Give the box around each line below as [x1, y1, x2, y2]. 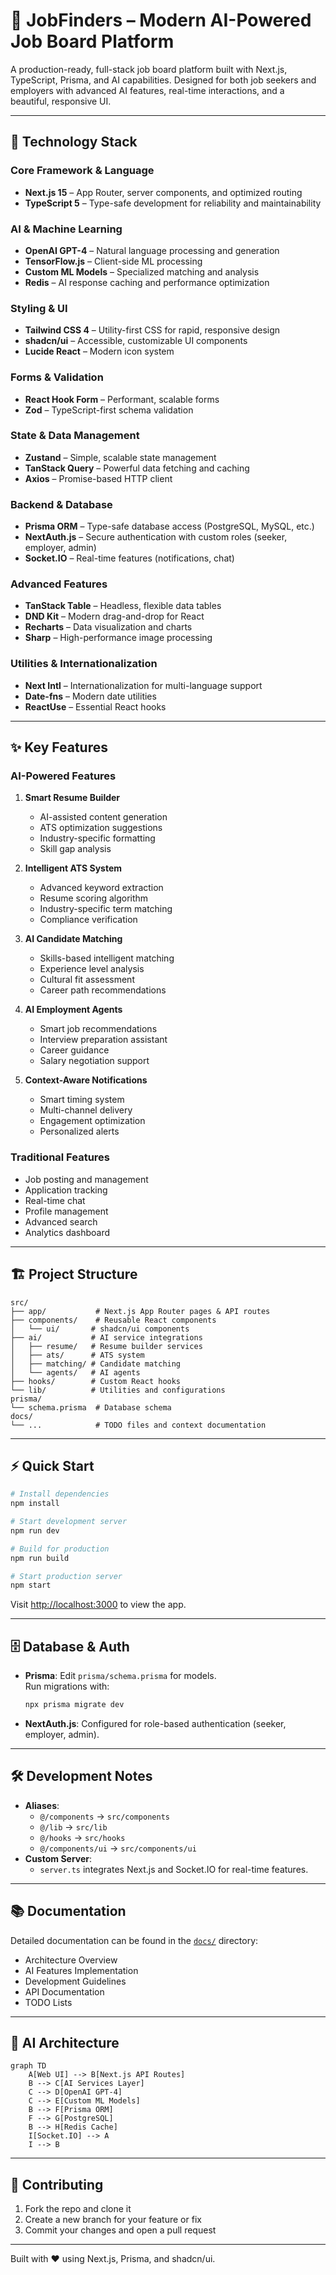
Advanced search [24, 1215, 98, 1228]
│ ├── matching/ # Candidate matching [10, 1359, 182, 1369]
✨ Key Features [10, 739, 108, 756]
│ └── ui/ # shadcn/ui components [10, 1324, 190, 1334]
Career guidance [39, 1044, 110, 1056]
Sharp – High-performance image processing [24, 632, 213, 644]
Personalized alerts [39, 1125, 120, 1138]
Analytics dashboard [24, 1226, 111, 1238]
